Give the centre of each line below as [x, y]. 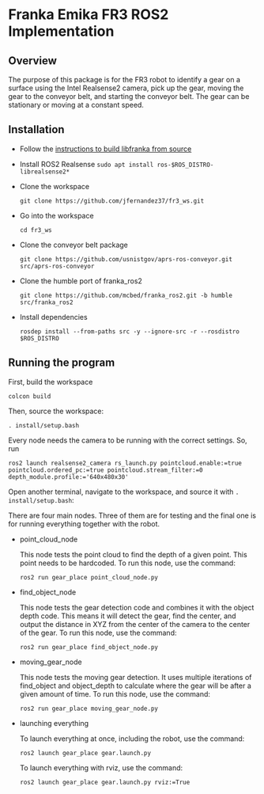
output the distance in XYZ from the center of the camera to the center [135, 624]
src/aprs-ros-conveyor [57, 266]
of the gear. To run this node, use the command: [98, 633]
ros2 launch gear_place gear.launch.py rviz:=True [105, 782]
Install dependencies [54, 317]
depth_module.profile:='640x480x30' [68, 477]
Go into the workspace [57, 215]
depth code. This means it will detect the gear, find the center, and [128, 616]
